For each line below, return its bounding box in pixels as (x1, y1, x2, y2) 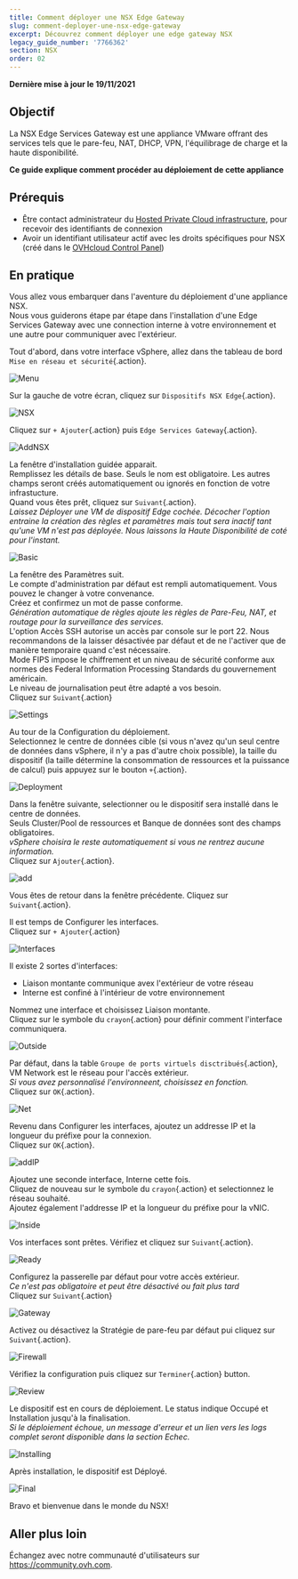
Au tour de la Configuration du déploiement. (9, 727, 171, 737)
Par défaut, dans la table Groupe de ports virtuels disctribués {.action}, (9, 1058, 278, 1068)
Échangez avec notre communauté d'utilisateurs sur (9, 1550, 200, 1561)
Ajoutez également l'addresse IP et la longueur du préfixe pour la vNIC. (9, 1203, 270, 1213)
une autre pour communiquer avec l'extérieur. (9, 329, 177, 340)
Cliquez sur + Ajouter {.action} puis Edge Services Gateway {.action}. (9, 424, 258, 436)
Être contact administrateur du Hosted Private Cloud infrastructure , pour (21, 213, 287, 224)
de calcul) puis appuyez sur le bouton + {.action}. (9, 764, 188, 775)
